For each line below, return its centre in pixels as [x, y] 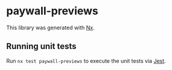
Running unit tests [41, 46]
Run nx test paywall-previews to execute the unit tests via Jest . [86, 60]
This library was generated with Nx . [50, 28]
